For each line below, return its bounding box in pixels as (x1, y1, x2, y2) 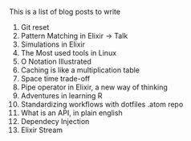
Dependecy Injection (20, 117, 90, 126)
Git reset (20, 23, 50, 31)
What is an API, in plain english (20, 108, 123, 118)
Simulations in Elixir (20, 39, 86, 49)
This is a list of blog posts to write (9, 7, 121, 16)
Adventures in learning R (20, 91, 103, 100)
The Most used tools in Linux (20, 48, 117, 57)
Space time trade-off (20, 74, 91, 83)
